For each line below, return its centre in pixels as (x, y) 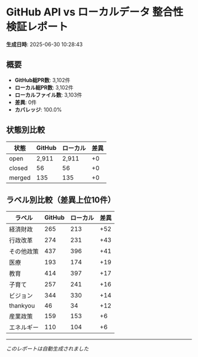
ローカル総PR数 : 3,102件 (44, 87)
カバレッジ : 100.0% (38, 109)
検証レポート (37, 27)
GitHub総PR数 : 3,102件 (42, 80)
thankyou (22, 306)
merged (20, 178)
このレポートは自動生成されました (47, 349)
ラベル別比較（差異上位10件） (61, 200)
